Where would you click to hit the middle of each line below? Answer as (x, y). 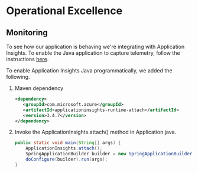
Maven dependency (39, 88)
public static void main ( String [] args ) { (68, 143)
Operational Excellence (64, 11)
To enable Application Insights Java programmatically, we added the (89, 71)
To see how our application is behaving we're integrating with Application (95, 46)
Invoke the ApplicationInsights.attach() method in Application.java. (95, 132)
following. (18, 77)
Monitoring (27, 33)
